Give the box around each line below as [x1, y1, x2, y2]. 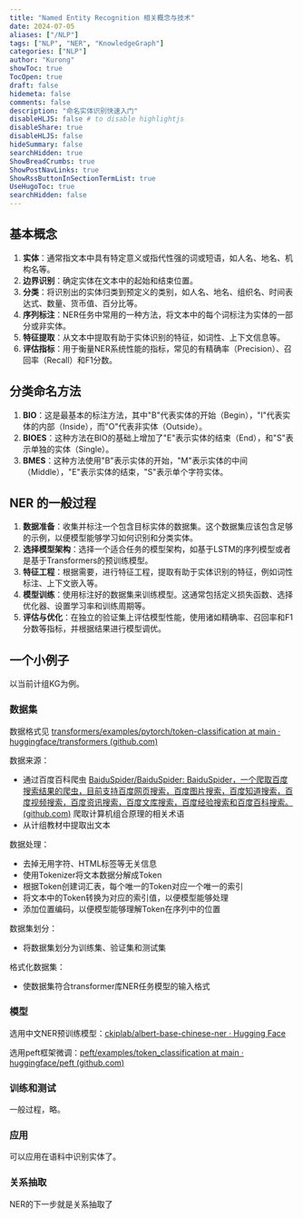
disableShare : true [9, 124, 83, 133]
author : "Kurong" [9, 55, 75, 64]
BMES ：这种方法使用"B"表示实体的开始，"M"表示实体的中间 [22, 455, 248, 466]
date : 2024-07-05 [9, 22, 75, 31]
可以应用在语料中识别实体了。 [9, 1151, 121, 1163]
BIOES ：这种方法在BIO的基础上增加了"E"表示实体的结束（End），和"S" [22, 432, 286, 443]
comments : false [9, 97, 71, 107]
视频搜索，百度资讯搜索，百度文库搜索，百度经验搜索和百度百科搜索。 [30, 797, 293, 807]
